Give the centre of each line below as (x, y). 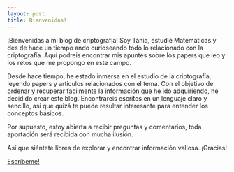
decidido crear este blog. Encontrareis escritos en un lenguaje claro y (107, 98)
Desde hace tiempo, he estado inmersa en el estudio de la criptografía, (109, 76)
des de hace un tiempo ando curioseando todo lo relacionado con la (105, 48)
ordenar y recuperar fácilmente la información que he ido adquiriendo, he (113, 91)
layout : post (26, 14)
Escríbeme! (23, 161)
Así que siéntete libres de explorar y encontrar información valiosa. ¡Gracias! (117, 148)
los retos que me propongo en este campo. (69, 62)
